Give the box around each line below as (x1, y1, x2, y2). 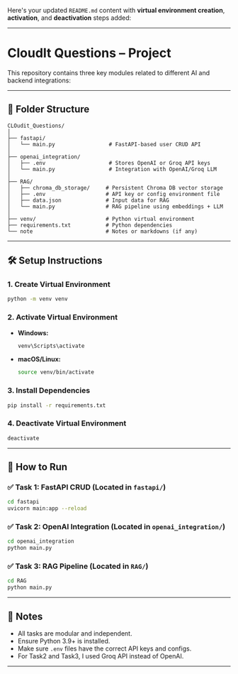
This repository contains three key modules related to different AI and (7, 68, 210, 77)
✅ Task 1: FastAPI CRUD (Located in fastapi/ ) (7, 482, 166, 492)
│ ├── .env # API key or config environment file (7, 190, 220, 197)
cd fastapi (7, 499, 40, 506)
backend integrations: (7, 76, 71, 85)
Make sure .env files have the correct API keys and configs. (17, 644, 192, 653)
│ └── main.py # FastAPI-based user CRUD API (7, 141, 201, 148)
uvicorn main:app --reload (7, 505, 87, 512)
